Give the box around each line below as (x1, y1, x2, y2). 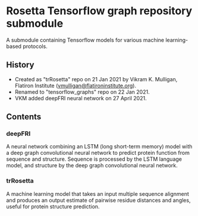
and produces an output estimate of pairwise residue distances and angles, (6, 196, 191, 204)
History (6, 60, 34, 70)
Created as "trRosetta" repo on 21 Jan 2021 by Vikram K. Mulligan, (14, 75, 178, 82)
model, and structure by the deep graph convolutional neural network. (6, 162, 178, 169)
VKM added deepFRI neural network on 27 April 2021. (14, 94, 147, 101)
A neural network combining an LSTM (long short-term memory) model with (6, 143, 193, 150)
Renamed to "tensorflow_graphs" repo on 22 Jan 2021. (14, 88, 150, 96)
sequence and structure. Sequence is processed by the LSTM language (6, 155, 183, 163)
